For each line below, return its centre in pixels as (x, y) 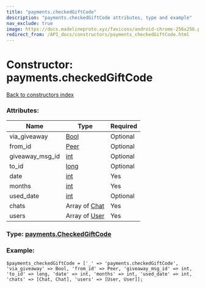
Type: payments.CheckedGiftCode (59, 234)
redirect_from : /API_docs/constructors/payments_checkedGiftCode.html (98, 35)
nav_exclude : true (30, 23)
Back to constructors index (40, 95)
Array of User (85, 216)
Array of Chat (85, 206)
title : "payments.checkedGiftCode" (52, 12)
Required (124, 126)
